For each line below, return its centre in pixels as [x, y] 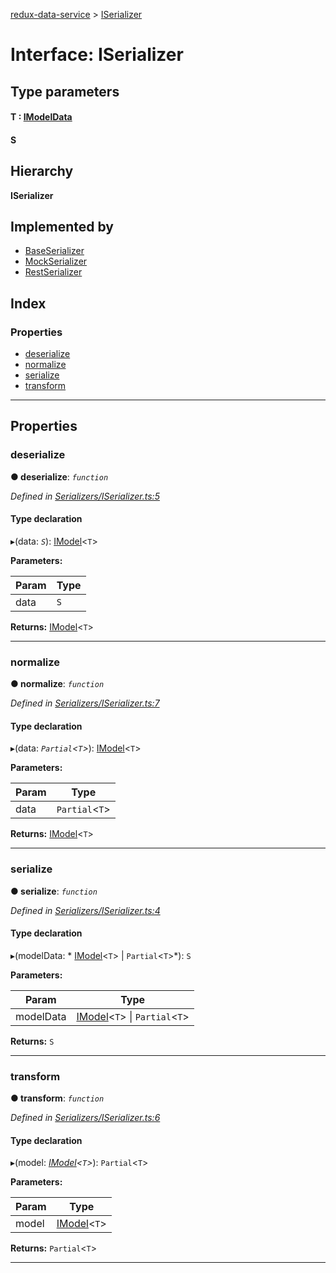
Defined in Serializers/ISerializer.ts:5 [85, 496]
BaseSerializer [54, 251]
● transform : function [57, 1098]
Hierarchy [42, 171]
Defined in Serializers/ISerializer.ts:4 [85, 910]
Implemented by [62, 226]
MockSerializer [56, 261]
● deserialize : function [59, 476]
